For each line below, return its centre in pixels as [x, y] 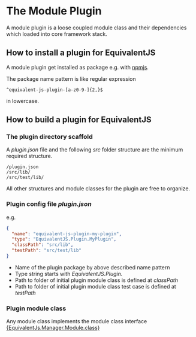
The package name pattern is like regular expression [71, 78]
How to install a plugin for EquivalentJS [81, 53]
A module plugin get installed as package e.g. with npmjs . [77, 67]
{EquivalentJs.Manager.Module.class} [53, 328]
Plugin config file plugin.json [49, 204]
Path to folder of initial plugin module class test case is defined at [96, 286]
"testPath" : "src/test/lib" [47, 251]
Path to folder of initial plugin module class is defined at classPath [97, 280]
